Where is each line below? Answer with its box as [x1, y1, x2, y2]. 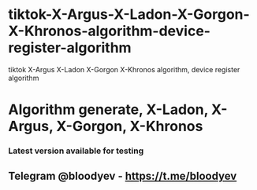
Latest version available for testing [8, 145, 144, 156]
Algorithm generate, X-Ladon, [8, 100, 209, 119]
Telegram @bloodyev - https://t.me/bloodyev [8, 170, 237, 183]
